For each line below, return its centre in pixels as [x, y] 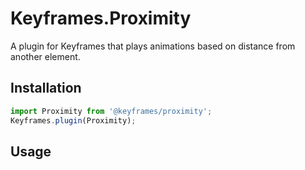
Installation [46, 88]
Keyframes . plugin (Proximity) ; [73, 120]
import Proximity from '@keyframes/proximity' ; [111, 111]
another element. [45, 56]
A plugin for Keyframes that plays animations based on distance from [153, 46]
